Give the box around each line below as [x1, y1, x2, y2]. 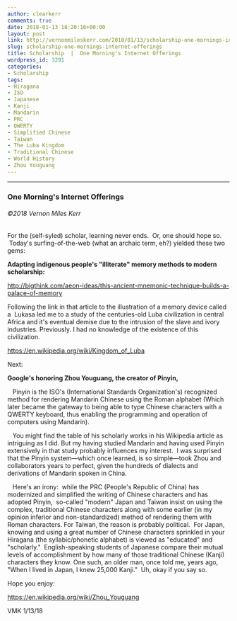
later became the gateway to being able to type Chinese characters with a [7, 402, 222, 411]
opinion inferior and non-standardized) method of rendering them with [7, 513, 212, 521]
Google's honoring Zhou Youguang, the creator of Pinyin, [7, 373, 178, 382]
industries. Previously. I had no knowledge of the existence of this [7, 325, 199, 334]
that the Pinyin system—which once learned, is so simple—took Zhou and [7, 454, 221, 462]
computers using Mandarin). [7, 417, 90, 426]
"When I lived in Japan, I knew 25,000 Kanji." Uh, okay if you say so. [7, 565, 207, 574]
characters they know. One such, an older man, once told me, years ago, [7, 557, 219, 566]
